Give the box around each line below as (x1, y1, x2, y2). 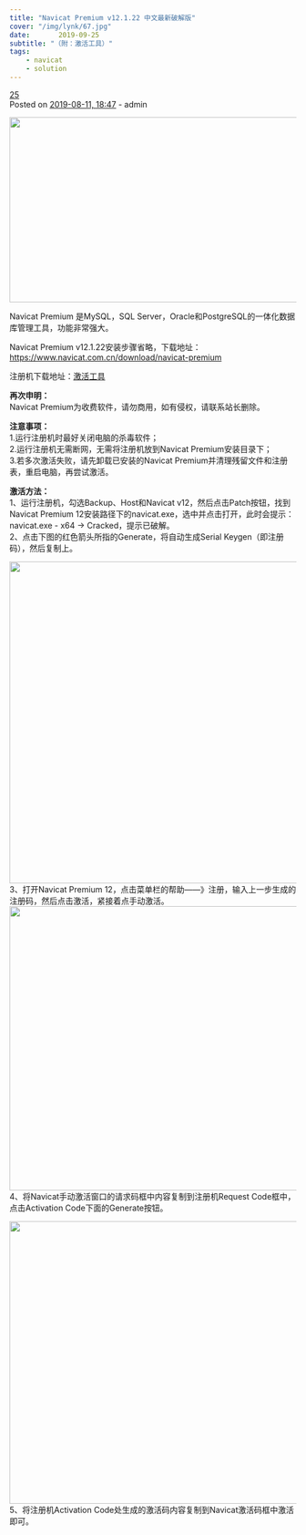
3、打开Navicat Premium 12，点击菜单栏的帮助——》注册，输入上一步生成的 (9, 883, 297, 894)
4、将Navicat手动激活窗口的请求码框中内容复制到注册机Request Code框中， (9, 1190, 296, 1201)
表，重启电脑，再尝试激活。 (9, 466, 114, 477)
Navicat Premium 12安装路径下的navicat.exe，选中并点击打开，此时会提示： (9, 508, 294, 520)
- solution (25, 65, 67, 74)
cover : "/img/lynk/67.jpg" (9, 22, 112, 31)
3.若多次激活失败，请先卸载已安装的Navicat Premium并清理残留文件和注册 (9, 455, 289, 466)
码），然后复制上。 (9, 542, 77, 553)
